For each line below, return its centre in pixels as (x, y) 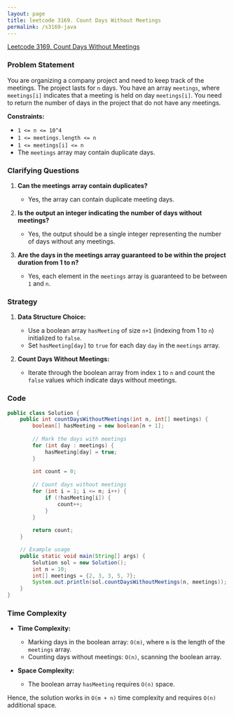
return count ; (53, 531)
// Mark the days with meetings (80, 439)
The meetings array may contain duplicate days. (86, 152)
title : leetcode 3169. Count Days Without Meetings (84, 20)
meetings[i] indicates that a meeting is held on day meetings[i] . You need (115, 95)
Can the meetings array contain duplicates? (83, 185)
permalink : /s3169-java (42, 27)
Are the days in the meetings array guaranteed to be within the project (122, 255)
